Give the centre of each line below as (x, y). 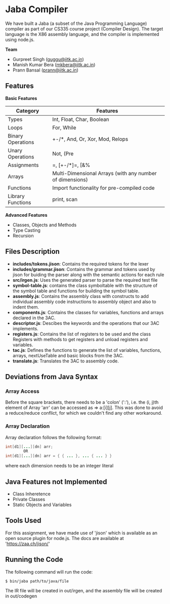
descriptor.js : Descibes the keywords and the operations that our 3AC (86, 323)
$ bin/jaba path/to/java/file (37, 581)
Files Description (32, 251)
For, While (64, 127)
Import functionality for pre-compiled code (104, 188)
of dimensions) (70, 180)
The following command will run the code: (49, 572)
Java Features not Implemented (56, 481)
